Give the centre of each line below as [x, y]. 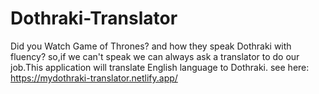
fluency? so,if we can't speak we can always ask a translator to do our [155, 56]
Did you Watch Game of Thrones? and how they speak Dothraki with [151, 46]
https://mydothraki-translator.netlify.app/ [94, 78]
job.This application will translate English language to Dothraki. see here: [160, 67]
